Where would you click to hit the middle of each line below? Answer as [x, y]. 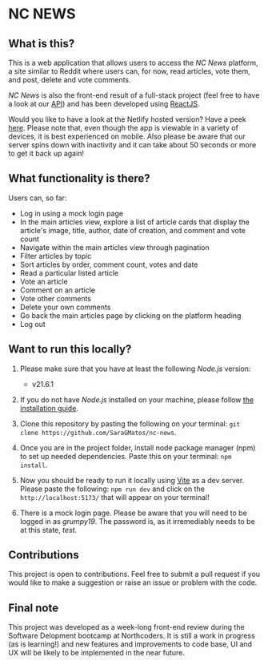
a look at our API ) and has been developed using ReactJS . [104, 104]
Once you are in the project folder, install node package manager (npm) [138, 447]
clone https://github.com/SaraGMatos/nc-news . [98, 432]
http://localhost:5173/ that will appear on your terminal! [114, 497]
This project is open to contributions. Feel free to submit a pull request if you [134, 574]
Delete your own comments [65, 307]
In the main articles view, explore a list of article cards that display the [134, 222]
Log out [32, 324]
